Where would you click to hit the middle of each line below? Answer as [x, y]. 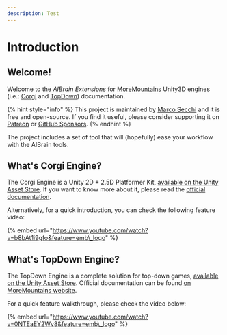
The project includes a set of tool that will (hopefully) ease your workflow [110, 137]
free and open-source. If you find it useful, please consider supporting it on [113, 116]
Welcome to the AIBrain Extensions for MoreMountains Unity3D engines [109, 89]
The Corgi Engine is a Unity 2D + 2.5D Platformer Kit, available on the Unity [113, 183]
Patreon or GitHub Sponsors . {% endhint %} [69, 124]
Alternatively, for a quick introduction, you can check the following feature [111, 210]
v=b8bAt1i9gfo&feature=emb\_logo [56, 238]
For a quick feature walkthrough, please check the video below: [97, 304]
